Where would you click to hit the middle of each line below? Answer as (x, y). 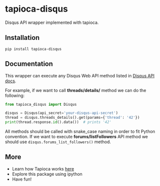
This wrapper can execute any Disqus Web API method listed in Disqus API (80, 75)
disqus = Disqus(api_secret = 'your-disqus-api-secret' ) (62, 113)
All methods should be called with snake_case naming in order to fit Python (80, 131)
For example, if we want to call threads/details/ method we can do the (76, 90)
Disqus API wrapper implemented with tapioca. (52, 22)
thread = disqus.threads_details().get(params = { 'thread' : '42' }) (72, 118)
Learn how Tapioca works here (43, 168)
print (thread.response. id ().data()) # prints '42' (58, 122)
